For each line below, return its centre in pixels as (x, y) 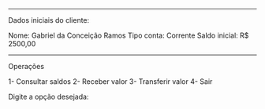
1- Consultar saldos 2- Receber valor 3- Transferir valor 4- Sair (110, 82)
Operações (26, 66)
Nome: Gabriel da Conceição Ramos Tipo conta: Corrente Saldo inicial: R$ (129, 35)
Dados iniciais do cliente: (49, 20)
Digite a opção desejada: (49, 96)
